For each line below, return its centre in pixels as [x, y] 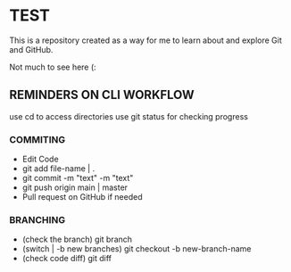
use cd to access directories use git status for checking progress [129, 116]
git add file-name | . [58, 169]
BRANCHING [37, 219]
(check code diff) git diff [67, 259]
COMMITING [37, 139]
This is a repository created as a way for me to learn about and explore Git [146, 40]
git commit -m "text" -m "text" [78, 178]
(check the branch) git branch [77, 239]
